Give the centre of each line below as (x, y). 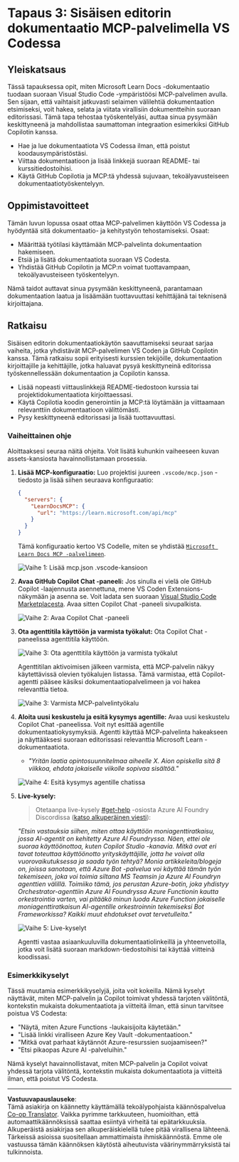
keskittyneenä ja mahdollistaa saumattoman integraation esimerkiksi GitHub (118, 124)
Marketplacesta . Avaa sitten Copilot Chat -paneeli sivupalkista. (110, 604)
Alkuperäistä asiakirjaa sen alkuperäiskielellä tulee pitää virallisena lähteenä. (119, 1129)
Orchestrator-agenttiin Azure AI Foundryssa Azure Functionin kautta (118, 892)
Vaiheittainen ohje (39, 435)
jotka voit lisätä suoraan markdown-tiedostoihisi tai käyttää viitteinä (116, 949)
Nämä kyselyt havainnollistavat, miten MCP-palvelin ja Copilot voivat (108, 1064)
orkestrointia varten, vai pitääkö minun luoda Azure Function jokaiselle (121, 899)
